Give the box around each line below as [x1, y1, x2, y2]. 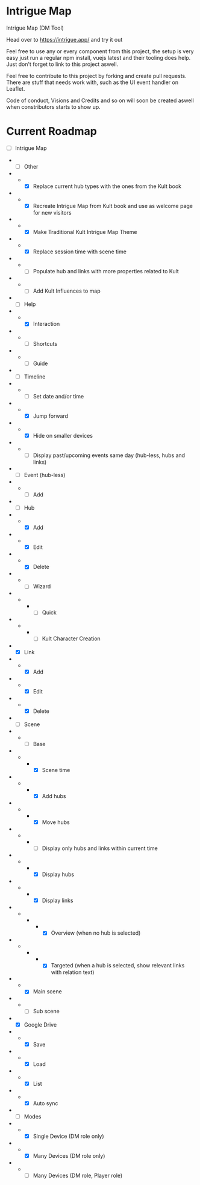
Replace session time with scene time [33, 248, 127, 255]
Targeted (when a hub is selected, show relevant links [51, 962, 185, 969]
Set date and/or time [33, 392, 84, 400]
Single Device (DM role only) [33, 1132, 104, 1140]
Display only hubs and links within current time [42, 845, 158, 852]
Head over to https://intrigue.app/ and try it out [6, 36, 123, 43]
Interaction [33, 320, 60, 328]
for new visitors [33, 209, 72, 216]
